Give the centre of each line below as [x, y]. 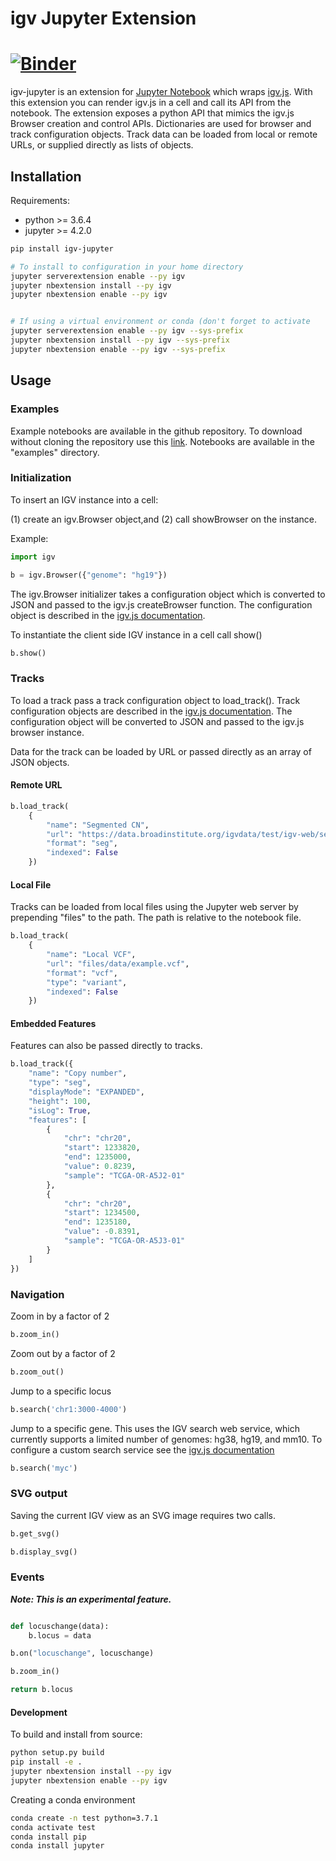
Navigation [37, 1294]
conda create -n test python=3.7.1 [84, 1818]
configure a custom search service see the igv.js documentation [142, 1449]
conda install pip [48, 1837]
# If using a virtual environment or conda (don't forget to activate [160, 322]
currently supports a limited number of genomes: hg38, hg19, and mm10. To [166, 1439]
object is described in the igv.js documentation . [108, 615]
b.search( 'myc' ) [44, 1468]
